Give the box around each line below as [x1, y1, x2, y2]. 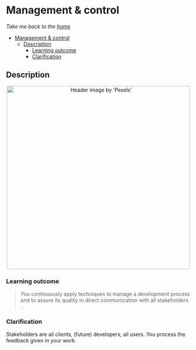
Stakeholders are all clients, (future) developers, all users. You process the [6, 331, 185, 338]
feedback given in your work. [6, 337, 77, 344]
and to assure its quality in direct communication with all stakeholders [20, 297, 189, 304]
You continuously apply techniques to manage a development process [20, 291, 190, 298]
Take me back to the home [6, 23, 71, 30]
